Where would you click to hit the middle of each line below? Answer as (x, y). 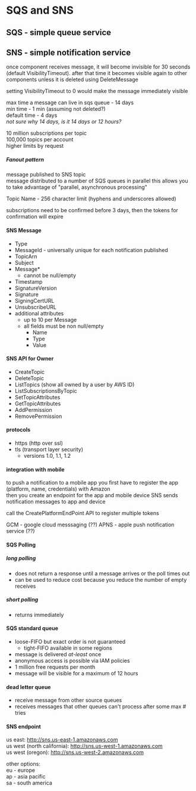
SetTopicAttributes (37, 397)
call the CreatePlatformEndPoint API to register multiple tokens (83, 513)
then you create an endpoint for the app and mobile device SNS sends (92, 495)
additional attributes (39, 313)
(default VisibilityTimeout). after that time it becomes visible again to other (97, 73)
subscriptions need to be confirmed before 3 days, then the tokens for (92, 210)
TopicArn (26, 256)
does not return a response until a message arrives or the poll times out (102, 573)
